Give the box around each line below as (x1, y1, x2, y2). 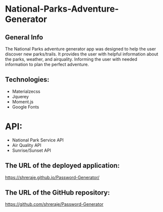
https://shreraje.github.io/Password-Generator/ (5, 174, 100, 180)
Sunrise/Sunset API (12, 147, 51, 153)
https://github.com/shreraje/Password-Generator (5, 201, 104, 207)
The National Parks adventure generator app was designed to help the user (5, 46, 156, 52)
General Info (5, 33, 43, 41)
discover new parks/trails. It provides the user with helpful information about (5, 51, 159, 57)
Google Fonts (12, 104, 39, 110)
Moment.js (12, 99, 34, 105)
